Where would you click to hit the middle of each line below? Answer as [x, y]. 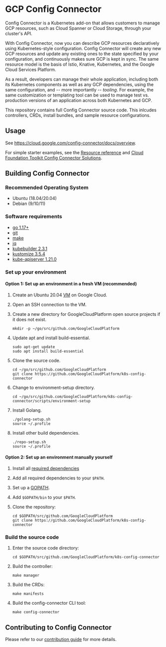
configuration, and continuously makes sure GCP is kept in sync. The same [82, 59]
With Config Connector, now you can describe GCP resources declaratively [82, 43]
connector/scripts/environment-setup [51, 401]
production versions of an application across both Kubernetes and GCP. [79, 100]
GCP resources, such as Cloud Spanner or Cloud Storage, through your [78, 28]
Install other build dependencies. [46, 433]
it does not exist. [29, 319]
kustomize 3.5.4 [29, 254]
